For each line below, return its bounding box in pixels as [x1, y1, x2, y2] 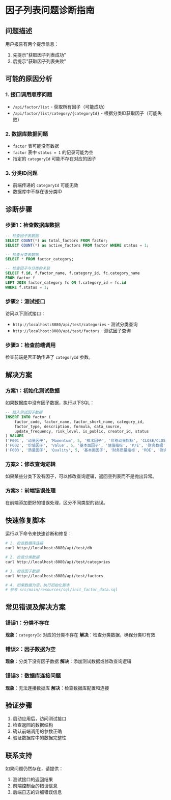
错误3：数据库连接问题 [5, 672, 61, 679]
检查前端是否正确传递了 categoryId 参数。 [5, 354, 93, 360]
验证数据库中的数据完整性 [12, 735, 67, 741]
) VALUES [5, 434, 24, 439]
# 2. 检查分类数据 [5, 555, 40, 560]
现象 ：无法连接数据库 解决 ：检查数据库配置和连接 [5, 685, 109, 691]
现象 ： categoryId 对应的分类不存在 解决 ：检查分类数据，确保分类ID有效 [5, 631, 156, 637]
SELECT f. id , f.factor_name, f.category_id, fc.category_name [5, 271, 140, 276]
